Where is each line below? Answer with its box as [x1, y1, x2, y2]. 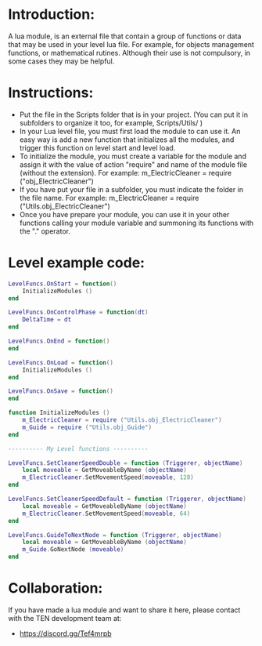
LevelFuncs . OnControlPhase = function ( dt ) [8, 308, 149, 317]
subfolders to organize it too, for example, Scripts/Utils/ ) [19, 118, 203, 127]
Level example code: [8, 254, 145, 272]
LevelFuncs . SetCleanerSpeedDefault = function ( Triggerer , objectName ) [8, 495, 246, 503]
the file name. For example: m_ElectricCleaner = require [19, 193, 199, 202]
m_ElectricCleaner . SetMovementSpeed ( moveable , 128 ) [22, 474, 194, 481]
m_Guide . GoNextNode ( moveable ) [22, 546, 124, 553]
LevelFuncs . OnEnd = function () [8, 337, 110, 346]
